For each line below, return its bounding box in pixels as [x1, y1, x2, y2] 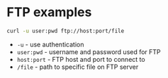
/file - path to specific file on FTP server [16, 63, 139, 71]
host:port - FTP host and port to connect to [16, 55, 146, 63]
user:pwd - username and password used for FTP [16, 47, 161, 56]
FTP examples [6, 4, 92, 20]
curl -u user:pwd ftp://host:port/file [6, 27, 125, 34]
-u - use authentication [16, 40, 84, 48]
